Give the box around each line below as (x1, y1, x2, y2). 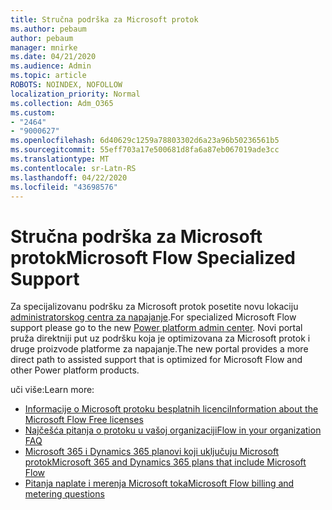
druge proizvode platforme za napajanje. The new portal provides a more (10, 343, 309, 355)
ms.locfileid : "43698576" (10, 182, 118, 192)
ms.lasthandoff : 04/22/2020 (10, 172, 128, 183)
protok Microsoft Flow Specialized (10, 246, 296, 269)
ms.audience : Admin (10, 61, 92, 71)
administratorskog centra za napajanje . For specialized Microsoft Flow (10, 311, 297, 323)
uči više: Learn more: (10, 384, 95, 396)
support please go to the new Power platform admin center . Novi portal (10, 322, 303, 334)
